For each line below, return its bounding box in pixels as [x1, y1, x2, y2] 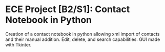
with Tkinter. [5, 41, 32, 47]
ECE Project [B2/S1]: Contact [5, 4, 130, 15]
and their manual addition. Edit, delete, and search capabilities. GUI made [5, 36, 160, 42]
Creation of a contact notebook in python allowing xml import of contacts [5, 31, 160, 37]
